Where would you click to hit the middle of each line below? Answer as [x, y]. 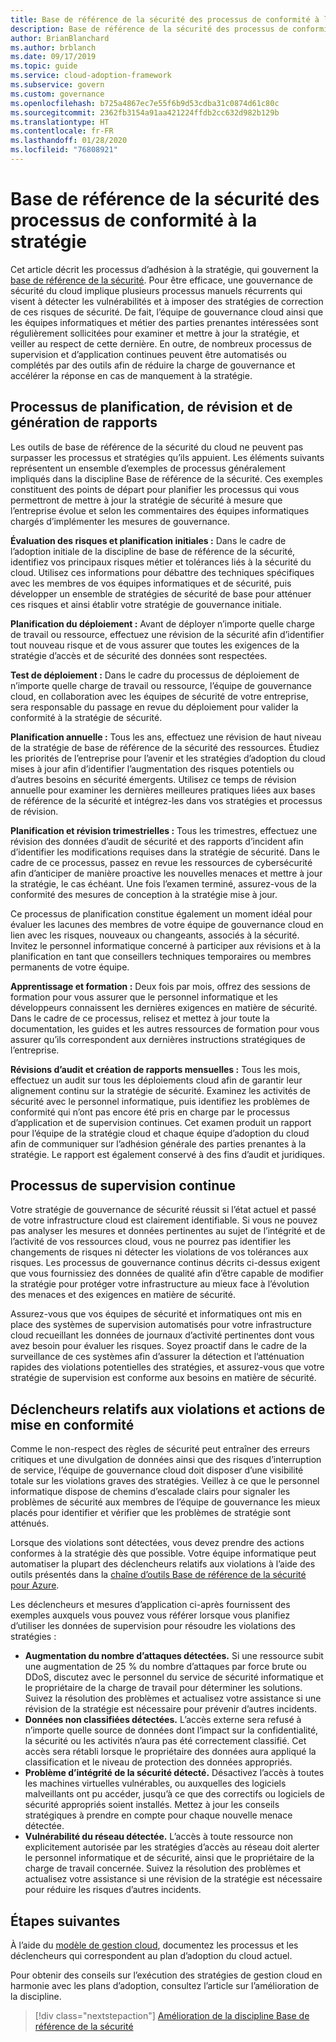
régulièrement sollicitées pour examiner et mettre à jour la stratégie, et [155, 333]
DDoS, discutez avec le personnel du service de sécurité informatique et [174, 1677]
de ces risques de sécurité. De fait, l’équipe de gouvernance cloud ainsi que [167, 312]
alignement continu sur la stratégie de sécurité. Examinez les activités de [160, 1090]
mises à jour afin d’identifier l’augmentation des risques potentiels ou [152, 768]
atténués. [30, 1523]
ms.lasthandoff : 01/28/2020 [69, 141]
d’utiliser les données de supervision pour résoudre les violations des [153, 1626]
